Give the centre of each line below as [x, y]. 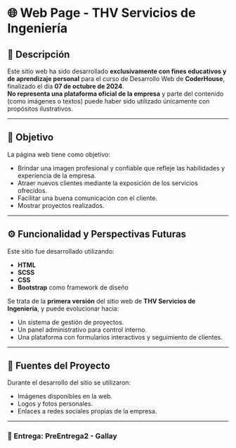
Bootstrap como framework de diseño [73, 287]
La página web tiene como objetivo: [59, 154]
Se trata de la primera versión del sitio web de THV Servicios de [101, 301]
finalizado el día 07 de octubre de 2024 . [66, 86]
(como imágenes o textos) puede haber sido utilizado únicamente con [109, 101]
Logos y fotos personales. [55, 404]
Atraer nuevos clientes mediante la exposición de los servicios [107, 183]
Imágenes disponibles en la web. [65, 397]
